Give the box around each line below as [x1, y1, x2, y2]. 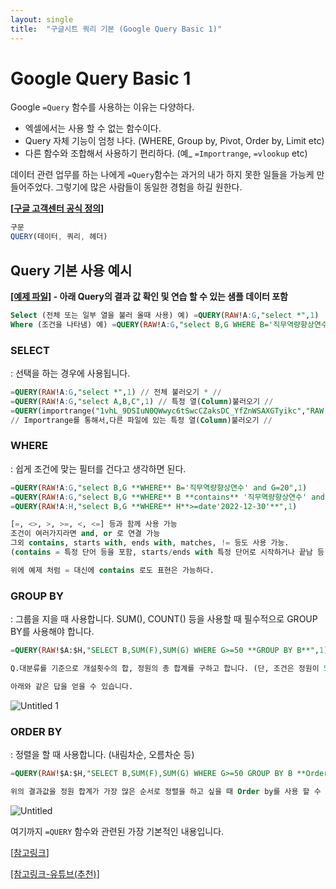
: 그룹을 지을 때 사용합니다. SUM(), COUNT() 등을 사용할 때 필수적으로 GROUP [10, 613, 318, 625]
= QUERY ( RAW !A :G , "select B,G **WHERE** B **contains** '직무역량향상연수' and [10, 492, 325, 502]
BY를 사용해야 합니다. [10, 626, 95, 638]
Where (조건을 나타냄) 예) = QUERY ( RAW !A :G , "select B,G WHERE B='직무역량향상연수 [10, 319, 328, 330]
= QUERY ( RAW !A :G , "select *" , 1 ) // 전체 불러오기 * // [10, 387, 222, 398]
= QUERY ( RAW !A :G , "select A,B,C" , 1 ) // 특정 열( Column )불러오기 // [10, 396, 274, 406]
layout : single [10, 14, 74, 25]
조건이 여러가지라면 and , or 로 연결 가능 [10, 529, 161, 539]
